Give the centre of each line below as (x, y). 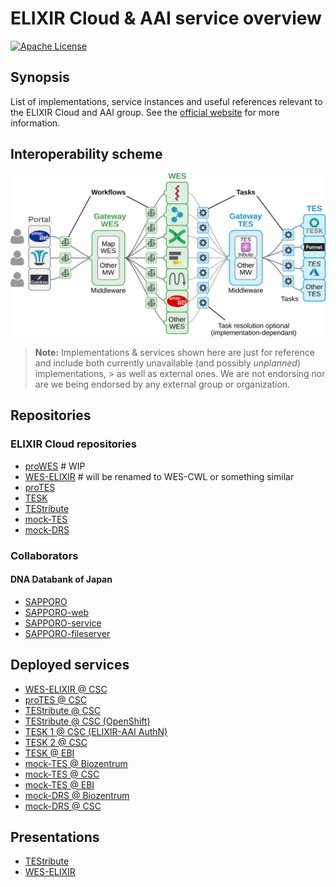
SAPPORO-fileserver (67, 633)
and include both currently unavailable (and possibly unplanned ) (168, 363)
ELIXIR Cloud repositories (73, 444)
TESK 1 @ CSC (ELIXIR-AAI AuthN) (96, 731)
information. (35, 123)
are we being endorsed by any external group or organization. (162, 384)
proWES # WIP (55, 466)
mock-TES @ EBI (59, 784)
